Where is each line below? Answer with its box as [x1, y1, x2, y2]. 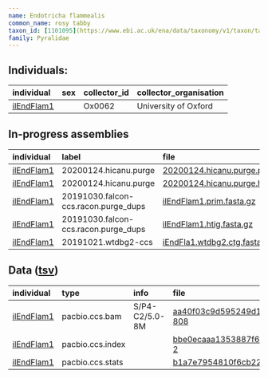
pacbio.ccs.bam [61, 310, 122, 321]
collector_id [83, 87, 129, 98]
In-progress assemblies [8, 128, 129, 141]
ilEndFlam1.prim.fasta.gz [162, 195, 256, 207]
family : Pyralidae [8, 33, 69, 42]
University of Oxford [136, 100, 214, 112]
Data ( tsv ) [8, 264, 59, 278]
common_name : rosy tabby [8, 19, 91, 27]
